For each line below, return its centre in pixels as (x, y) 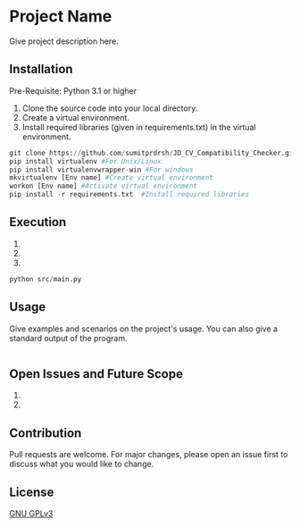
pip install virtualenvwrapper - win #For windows (101, 170)
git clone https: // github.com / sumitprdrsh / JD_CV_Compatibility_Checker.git (153, 153)
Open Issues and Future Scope (96, 374)
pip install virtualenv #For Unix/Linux (86, 161)
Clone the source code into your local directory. (110, 108)
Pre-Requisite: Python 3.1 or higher (73, 90)
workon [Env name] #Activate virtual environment (104, 186)
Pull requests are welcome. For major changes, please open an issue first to (149, 455)
